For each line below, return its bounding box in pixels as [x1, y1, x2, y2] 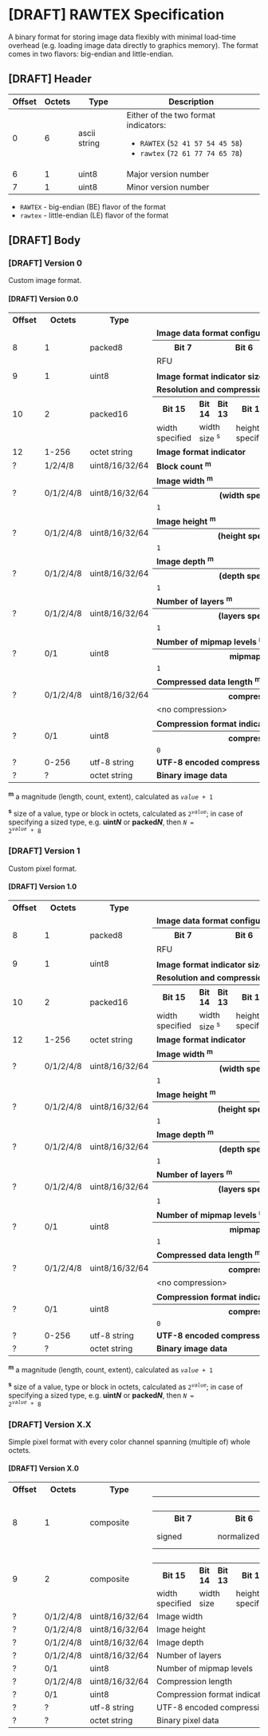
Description [168, 96, 214, 107]
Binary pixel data [156, 1715, 219, 1726]
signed [156, 1531, 183, 1542]
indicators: [126, 119, 167, 130]
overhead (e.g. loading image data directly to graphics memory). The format [8, 40, 258, 50]
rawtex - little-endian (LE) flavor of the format [19, 210, 169, 220]
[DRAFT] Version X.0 [8, 1463, 80, 1473]
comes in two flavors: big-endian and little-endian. [8, 49, 174, 58]
